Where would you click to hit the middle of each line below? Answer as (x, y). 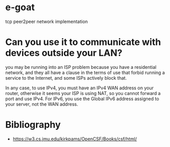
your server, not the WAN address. (42, 104)
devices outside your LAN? (64, 53)
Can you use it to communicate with (83, 42)
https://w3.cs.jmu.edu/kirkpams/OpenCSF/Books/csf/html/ (75, 139)
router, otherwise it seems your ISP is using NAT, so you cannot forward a (83, 93)
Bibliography (33, 125)
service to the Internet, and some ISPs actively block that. (66, 78)
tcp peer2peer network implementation (47, 21)
